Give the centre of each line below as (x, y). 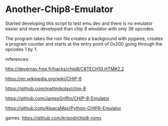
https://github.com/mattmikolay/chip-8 (46, 88)
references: (17, 59)
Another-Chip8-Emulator (59, 9)
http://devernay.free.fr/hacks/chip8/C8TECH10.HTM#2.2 (65, 69)
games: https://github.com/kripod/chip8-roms (53, 118)
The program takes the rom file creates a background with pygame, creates (84, 38)
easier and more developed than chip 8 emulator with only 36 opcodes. (80, 28)
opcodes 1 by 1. (21, 49)
